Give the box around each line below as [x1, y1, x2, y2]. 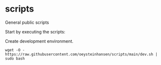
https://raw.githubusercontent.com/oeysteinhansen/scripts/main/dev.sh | [5, 52, 158, 57]
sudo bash [5, 56, 25, 61]
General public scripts [5, 19, 50, 25]
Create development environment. [5, 38, 74, 44]
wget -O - [5, 48, 25, 52]
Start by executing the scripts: [5, 29, 66, 34]
